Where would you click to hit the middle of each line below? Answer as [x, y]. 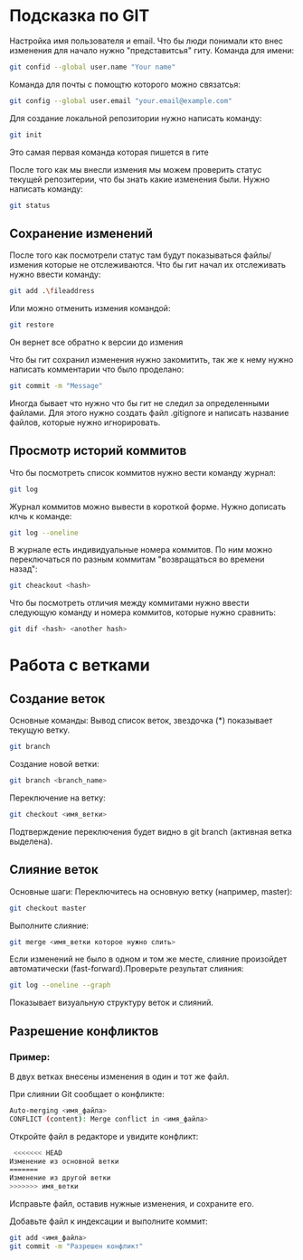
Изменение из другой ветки [60, 1178]
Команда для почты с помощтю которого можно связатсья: [125, 84]
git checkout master [48, 908]
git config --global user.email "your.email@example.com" [121, 100]
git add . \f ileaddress [52, 291]
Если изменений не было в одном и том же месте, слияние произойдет [148, 959]
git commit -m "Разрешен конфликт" [76, 1246]
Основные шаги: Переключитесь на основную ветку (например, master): [151, 891]
